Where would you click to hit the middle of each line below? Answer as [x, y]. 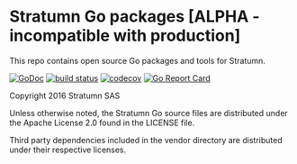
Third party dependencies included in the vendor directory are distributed [146, 140]
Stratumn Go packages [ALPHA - [135, 17]
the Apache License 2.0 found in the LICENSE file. [102, 123]
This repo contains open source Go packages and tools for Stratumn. [137, 60]
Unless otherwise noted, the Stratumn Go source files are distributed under [148, 113]
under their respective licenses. [68, 150]
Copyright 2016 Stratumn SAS [65, 96]
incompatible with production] [125, 36]
